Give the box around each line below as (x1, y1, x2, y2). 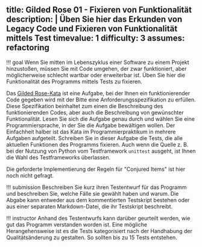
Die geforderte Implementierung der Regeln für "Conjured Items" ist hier (6, 165, 186, 173)
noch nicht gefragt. (6, 172, 54, 179)
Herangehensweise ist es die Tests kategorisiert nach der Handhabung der (6, 227, 193, 234)
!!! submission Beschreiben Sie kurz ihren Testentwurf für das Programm (6, 184, 187, 191)
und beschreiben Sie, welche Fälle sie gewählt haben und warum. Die (6, 190, 179, 197)
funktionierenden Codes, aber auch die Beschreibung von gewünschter (6, 109, 184, 116)
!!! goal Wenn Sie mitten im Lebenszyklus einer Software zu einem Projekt (6, 59, 189, 66)
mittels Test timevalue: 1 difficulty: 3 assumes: (6, 33, 185, 43)
